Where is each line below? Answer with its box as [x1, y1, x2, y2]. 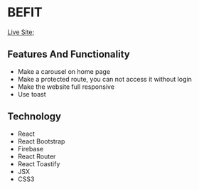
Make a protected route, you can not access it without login [17, 75, 192, 83]
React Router [17, 152, 56, 161]
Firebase [17, 144, 44, 153]
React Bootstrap [17, 136, 65, 146]
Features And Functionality [7, 48, 130, 60]
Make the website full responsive [17, 82, 115, 91]
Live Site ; [7, 28, 35, 36]
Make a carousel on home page [17, 67, 111, 75]
